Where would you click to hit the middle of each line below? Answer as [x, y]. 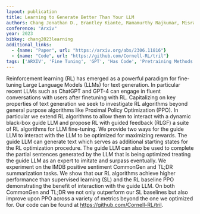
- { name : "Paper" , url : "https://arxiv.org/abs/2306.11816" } [89, 51]
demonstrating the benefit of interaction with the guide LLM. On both [90, 185]
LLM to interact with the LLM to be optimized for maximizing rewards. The [97, 135]
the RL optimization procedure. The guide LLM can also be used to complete [100, 148]
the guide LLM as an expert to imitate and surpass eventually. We [86, 160]
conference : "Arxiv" [32, 28]
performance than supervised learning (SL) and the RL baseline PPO [90, 180]
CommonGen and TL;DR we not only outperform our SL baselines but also [97, 192]
